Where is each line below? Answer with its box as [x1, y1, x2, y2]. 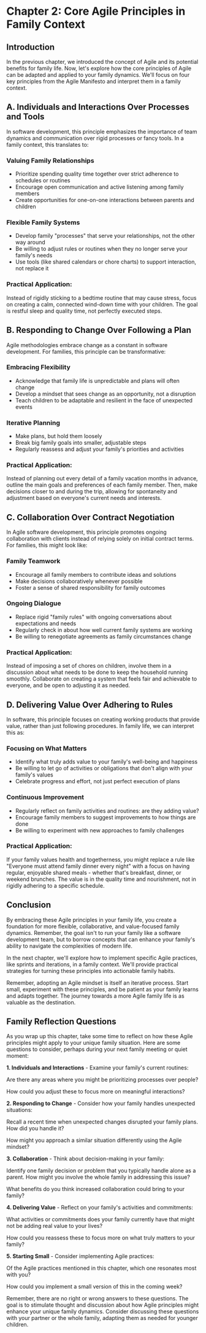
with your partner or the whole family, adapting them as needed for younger [6, 1315, 198, 1322]
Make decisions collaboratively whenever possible [15, 577, 143, 585]
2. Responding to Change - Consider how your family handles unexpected [6, 1100, 195, 1107]
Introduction [6, 42, 55, 52]
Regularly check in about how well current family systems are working [15, 626, 193, 633]
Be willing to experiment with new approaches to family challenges [15, 826, 185, 834]
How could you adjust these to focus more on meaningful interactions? [6, 1088, 185, 1095]
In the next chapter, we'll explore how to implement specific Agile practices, [6, 954, 198, 961]
